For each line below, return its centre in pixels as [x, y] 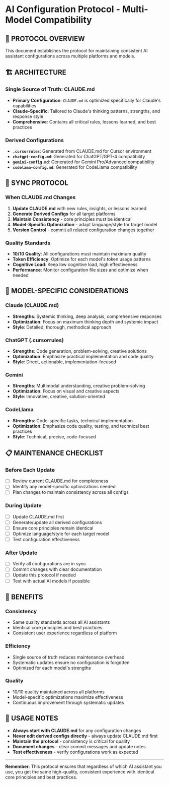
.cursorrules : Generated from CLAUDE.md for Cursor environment [82, 151]
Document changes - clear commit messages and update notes [79, 746]
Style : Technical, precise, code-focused [54, 436]
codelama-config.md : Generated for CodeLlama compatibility [75, 167]
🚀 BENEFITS [24, 597]
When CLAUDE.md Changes [40, 198]
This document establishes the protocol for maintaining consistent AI [76, 51]
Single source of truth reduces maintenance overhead [68, 657]
